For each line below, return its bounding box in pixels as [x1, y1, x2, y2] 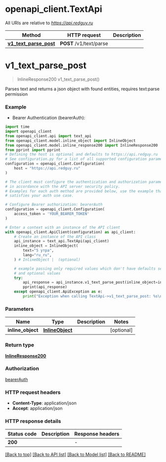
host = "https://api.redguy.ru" [14, 166, 81, 171]
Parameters [5, 305, 34, 312]
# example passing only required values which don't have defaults [14, 266, 156, 271]
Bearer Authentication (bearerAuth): [12, 115, 85, 121]
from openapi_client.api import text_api [5, 133, 92, 138]
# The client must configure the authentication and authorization [5, 179, 147, 184]
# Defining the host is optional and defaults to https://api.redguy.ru [5, 152, 158, 157]
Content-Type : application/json [12, 400, 77, 406]
